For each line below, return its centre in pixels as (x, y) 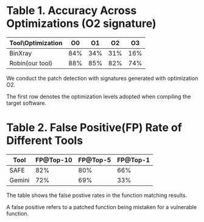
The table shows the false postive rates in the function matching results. (97, 195)
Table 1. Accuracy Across (72, 11)
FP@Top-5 (95, 160)
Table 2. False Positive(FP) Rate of (94, 128)
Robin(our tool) (31, 63)
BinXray (21, 53)
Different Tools (45, 141)
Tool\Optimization (36, 43)
